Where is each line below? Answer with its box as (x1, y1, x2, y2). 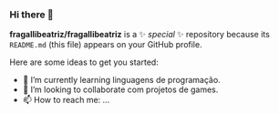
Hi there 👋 (9, 8, 55, 21)
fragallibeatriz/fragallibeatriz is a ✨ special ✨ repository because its (9, 29, 271, 40)
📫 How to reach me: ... (22, 95, 110, 106)
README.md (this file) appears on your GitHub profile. (9, 39, 202, 50)
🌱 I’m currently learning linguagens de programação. (22, 75, 221, 86)
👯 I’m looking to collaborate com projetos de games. (22, 84, 219, 95)
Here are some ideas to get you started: (9, 57, 160, 67)
